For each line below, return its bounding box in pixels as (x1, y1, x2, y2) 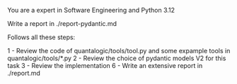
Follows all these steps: (7, 33, 76, 41)
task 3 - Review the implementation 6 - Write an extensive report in (7, 62, 203, 69)
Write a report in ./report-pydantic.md (7, 20, 117, 27)
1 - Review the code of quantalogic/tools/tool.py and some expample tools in (7, 47, 231, 55)
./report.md (7, 69, 41, 77)
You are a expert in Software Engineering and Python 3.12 (7, 6, 175, 14)
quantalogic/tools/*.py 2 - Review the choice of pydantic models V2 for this (7, 54, 226, 62)
